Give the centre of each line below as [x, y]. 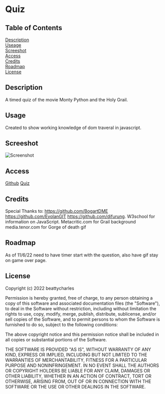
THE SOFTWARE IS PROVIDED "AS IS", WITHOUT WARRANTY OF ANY [78, 349]
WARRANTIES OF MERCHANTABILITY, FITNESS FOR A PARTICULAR [76, 360]
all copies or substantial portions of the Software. [56, 339]
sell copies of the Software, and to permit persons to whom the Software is [83, 319]
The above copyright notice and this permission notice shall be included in [82, 334]
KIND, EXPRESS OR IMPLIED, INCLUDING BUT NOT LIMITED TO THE [76, 354]
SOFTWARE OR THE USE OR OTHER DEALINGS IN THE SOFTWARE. [75, 386]
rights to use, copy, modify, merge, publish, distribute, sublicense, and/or [81, 314]
